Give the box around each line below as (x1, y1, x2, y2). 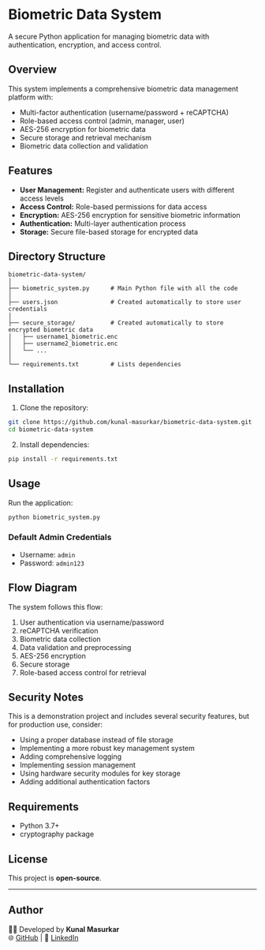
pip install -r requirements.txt (8, 455, 118, 463)
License (8, 852, 48, 866)
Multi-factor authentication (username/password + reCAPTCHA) (19, 107, 230, 117)
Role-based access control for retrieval (19, 667, 147, 677)
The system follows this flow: (8, 602, 103, 611)
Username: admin (19, 550, 76, 559)
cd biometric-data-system (8, 426, 93, 434)
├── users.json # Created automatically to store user (8, 299, 242, 306)
